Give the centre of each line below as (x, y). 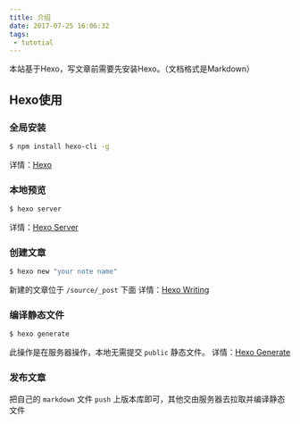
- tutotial (33, 42)
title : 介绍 (30, 17)
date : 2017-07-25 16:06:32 (59, 26)
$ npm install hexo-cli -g (59, 146)
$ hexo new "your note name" (63, 272)
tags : (19, 34)
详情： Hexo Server (44, 227)
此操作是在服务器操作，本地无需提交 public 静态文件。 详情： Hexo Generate (150, 353)
